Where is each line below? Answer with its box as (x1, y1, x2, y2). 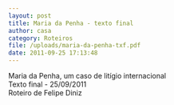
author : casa (8, 26, 52, 34)
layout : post (8, 11, 52, 20)
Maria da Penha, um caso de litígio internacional (8, 71, 167, 80)
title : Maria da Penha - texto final (8, 19, 134, 27)
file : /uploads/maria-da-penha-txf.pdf (8, 42, 141, 50)
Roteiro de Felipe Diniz (8, 88, 82, 97)
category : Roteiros (8, 34, 73, 42)
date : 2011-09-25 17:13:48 (8, 49, 98, 57)
